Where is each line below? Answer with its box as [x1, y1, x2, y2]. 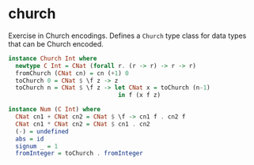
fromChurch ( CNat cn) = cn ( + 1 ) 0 [15, 69, 129, 77]
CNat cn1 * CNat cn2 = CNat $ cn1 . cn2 [15, 120, 150, 128]
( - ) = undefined [15, 127, 69, 135]
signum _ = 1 [15, 142, 59, 150]
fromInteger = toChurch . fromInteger [15, 149, 144, 158]
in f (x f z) [117, 92, 161, 99]
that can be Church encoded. [8, 39, 104, 48]
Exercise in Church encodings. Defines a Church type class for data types [8, 31, 247, 40]
